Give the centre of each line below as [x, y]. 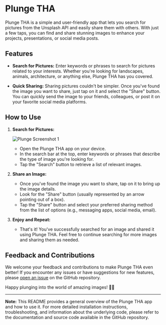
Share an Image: [29, 174]
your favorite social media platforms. [50, 102]
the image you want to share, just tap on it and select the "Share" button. [86, 91]
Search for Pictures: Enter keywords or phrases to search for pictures [84, 65]
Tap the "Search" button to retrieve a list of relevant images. [81, 164]
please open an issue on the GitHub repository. [53, 278]
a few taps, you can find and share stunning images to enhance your [75, 33]
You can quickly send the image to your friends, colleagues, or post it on [86, 96]
